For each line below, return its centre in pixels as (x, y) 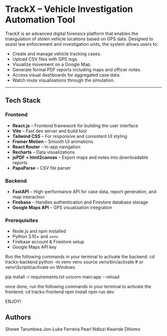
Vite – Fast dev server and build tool (49, 131)
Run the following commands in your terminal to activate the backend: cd (80, 257)
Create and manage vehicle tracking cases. (57, 54)
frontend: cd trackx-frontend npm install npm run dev (60, 292)
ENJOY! (13, 302)
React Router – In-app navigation (46, 147)
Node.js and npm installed (39, 231)
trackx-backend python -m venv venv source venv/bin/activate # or (74, 262)
